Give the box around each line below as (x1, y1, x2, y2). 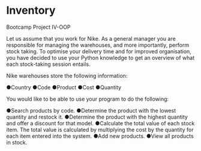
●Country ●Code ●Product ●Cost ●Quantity (6, 83, 122, 90)
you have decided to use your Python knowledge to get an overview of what (6, 54, 195, 61)
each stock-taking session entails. (6, 61, 91, 68)
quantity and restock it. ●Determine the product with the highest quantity (6, 113, 188, 120)
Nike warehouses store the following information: (6, 72, 128, 79)
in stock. (6, 138, 28, 146)
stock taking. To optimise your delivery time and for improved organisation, (6, 47, 192, 55)
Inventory (6, 4, 56, 17)
